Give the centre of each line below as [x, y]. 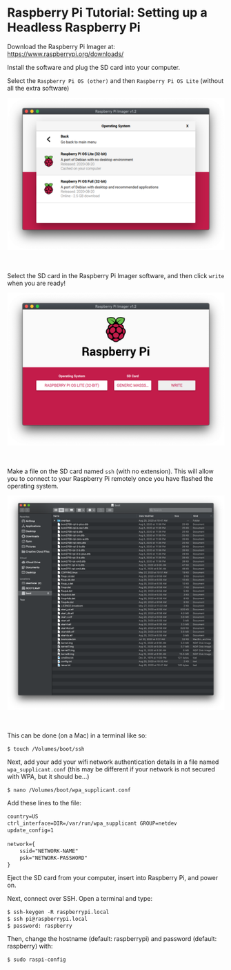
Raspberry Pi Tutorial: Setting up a [108, 13]
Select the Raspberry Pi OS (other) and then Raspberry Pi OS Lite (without [115, 80]
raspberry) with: [30, 946]
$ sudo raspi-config [37, 960]
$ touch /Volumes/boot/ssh [46, 749]
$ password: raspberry [40, 926]
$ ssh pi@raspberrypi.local [48, 919]
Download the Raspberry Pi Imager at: [61, 46]
